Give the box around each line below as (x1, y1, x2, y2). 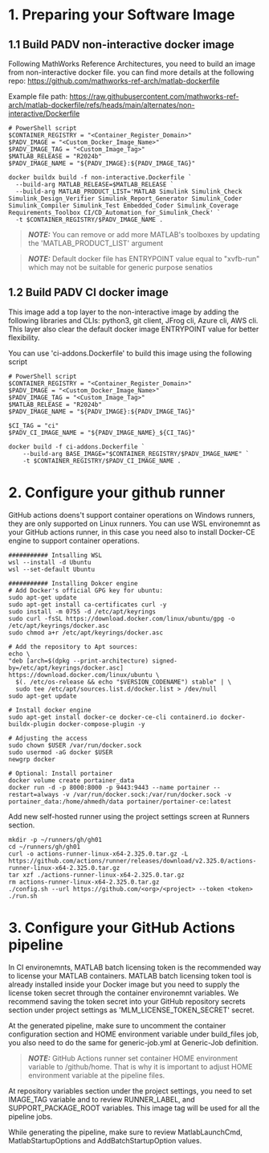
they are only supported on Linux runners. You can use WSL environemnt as (8, 519, 261, 528)
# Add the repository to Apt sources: (8, 642, 138, 650)
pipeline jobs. (8, 1111, 53, 1121)
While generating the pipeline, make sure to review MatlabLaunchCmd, (8, 1127, 243, 1137)
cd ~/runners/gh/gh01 (8, 843, 81, 851)
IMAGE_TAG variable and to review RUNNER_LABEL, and (8, 1094, 195, 1104)
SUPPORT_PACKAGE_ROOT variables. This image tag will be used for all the (8, 1103, 260, 1113)
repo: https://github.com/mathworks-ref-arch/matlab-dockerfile (8, 76, 220, 85)
